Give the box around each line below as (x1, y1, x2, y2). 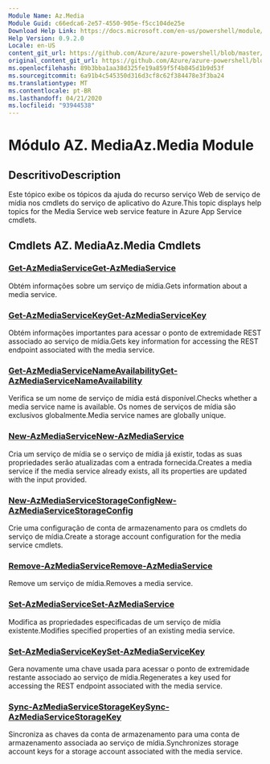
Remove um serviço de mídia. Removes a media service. (8, 579, 194, 588)
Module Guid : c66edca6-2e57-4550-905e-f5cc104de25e (8, 19, 185, 27)
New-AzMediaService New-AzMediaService (8, 431, 185, 442)
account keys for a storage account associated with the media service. (8, 746, 243, 757)
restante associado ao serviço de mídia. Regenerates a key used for (8, 672, 231, 682)
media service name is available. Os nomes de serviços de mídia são (8, 402, 236, 411)
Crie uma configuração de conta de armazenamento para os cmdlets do (8, 523, 247, 532)
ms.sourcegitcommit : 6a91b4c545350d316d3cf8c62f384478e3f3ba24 (8, 72, 225, 80)
